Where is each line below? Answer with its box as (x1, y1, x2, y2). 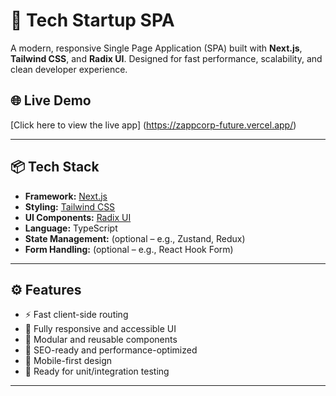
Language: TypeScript (24, 222, 118, 234)
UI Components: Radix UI (24, 211, 132, 223)
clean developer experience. (10, 63, 128, 75)
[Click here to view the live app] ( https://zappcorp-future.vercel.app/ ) (10, 119, 297, 131)
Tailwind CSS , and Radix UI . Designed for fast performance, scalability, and (10, 52, 323, 64)
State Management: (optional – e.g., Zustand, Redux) (24, 232, 246, 244)
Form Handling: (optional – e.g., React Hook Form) (24, 243, 234, 255)
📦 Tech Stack (10, 159, 100, 176)
